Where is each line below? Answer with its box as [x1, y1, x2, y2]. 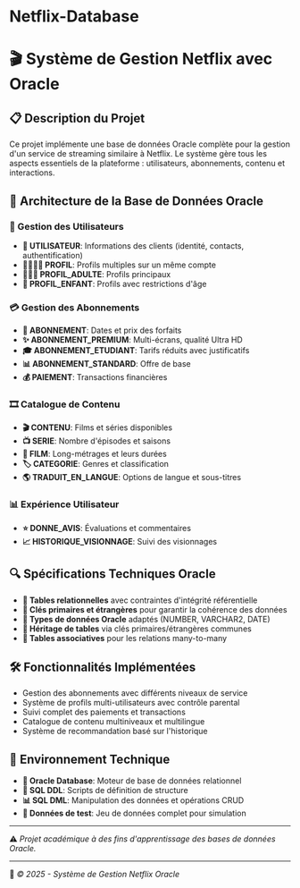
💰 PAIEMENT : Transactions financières [21, 372, 168, 383]
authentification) [21, 249, 83, 260]
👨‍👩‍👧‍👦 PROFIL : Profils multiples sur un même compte [21, 259, 217, 270]
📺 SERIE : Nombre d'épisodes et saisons [21, 436, 171, 446]
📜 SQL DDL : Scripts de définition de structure [21, 785, 189, 796]
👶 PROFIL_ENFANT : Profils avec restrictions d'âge [21, 278, 207, 289]
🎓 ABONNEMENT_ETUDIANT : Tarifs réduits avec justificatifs [21, 345, 250, 356]
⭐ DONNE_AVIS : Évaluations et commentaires [21, 522, 192, 533]
